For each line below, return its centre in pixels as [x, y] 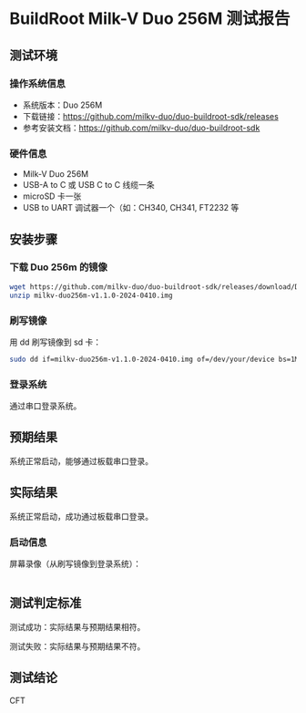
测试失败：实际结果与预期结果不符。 [77, 646]
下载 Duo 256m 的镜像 [58, 267]
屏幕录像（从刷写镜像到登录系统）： [75, 563]
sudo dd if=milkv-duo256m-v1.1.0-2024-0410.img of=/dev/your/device [142, 359]
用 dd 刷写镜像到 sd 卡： [56, 342]
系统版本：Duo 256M [62, 105]
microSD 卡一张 [52, 196]
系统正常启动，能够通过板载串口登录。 [81, 460]
